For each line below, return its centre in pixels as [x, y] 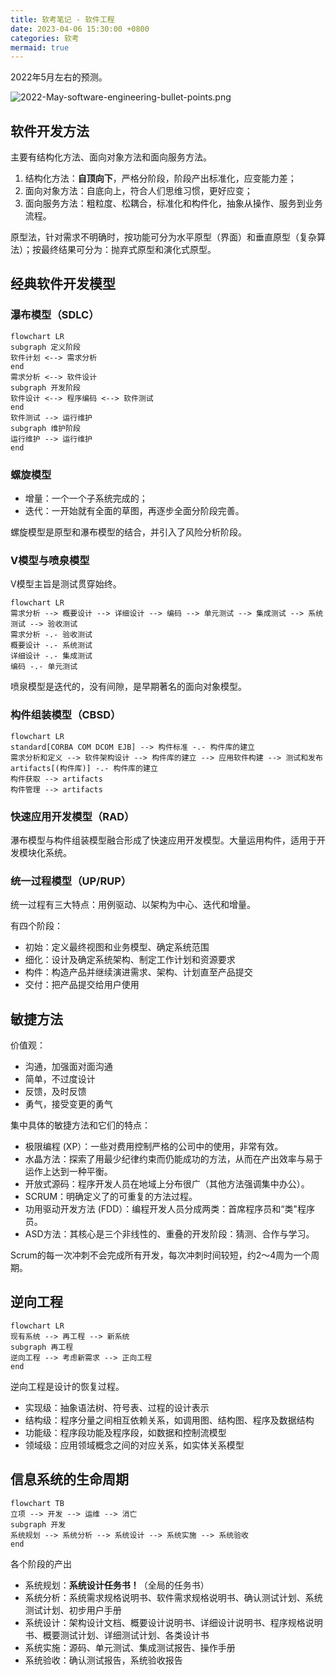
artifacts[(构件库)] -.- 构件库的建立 [84, 768]
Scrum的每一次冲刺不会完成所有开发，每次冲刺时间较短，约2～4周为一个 [161, 1255]
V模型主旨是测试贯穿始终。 [66, 584]
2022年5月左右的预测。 [59, 77]
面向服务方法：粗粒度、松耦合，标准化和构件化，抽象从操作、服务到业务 [173, 203]
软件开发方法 [50, 131]
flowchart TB [37, 1503]
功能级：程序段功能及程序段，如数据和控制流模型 [125, 1432]
